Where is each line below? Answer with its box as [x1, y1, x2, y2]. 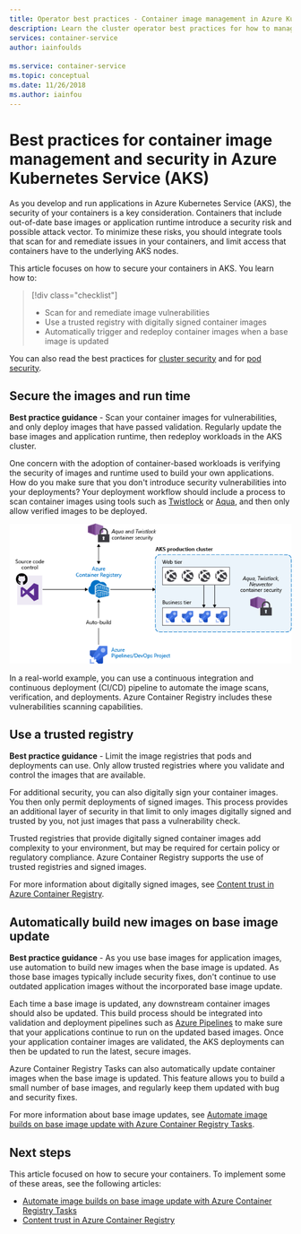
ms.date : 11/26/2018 [9, 81, 87, 90]
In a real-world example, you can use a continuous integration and [9, 673, 254, 683]
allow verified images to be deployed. [9, 506, 148, 517]
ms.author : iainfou [9, 90, 82, 99]
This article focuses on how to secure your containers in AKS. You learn [9, 263, 275, 274]
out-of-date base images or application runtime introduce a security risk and [9, 216, 292, 228]
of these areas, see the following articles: [9, 1178, 162, 1189]
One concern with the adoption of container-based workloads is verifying [9, 458, 280, 469]
